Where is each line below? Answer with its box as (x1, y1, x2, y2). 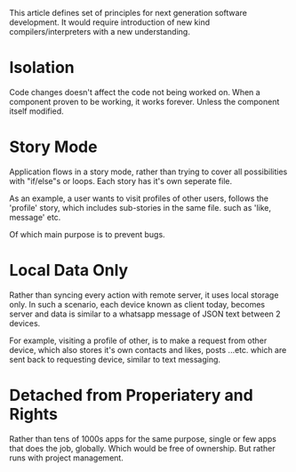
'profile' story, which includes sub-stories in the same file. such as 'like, (9, 202, 272, 212)
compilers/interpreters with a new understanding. (9, 27, 191, 36)
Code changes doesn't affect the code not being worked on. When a (9, 86, 260, 97)
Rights (9, 404, 58, 424)
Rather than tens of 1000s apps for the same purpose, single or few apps (9, 433, 277, 444)
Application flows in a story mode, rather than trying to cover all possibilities (9, 166, 288, 177)
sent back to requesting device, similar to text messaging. (9, 354, 220, 364)
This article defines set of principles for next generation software (9, 8, 247, 18)
